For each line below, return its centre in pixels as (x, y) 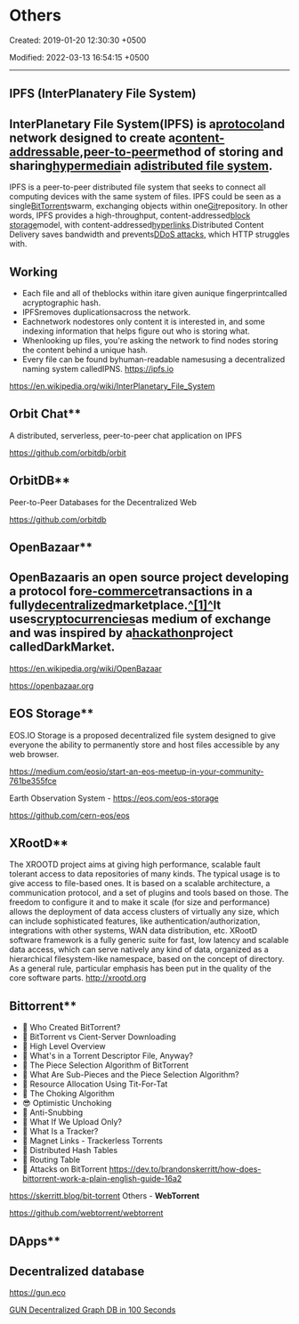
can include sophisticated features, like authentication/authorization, (135, 921)
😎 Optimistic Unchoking (67, 1103)
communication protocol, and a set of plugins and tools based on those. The (149, 893)
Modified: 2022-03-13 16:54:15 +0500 (79, 57)
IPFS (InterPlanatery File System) (103, 94)
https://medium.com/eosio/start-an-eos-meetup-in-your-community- (137, 771)
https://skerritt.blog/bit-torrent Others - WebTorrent (105, 1196)
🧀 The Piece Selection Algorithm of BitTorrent (105, 1065)
